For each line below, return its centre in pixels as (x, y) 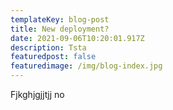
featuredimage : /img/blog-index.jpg (86, 66)
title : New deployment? (60, 29)
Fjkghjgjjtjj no (37, 94)
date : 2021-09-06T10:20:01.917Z (77, 38)
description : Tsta (48, 47)
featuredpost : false (53, 57)
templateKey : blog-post (60, 19)
